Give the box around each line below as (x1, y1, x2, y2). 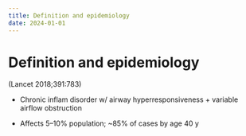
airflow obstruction (19, 103, 82, 113)
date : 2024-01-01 (8, 19, 66, 27)
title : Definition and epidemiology (8, 11, 130, 20)
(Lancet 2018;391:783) (8, 80, 82, 89)
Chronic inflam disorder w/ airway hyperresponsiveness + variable (19, 95, 239, 104)
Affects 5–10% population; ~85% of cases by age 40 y (19, 119, 199, 128)
